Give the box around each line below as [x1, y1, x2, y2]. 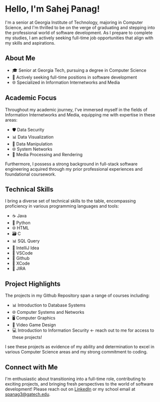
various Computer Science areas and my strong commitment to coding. [5, 349, 148, 355]
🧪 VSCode [12, 250, 33, 256]
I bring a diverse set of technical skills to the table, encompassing [5, 198, 136, 204]
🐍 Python [12, 220, 31, 226]
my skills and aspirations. [5, 40, 56, 46]
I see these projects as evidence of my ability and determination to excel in [5, 344, 155, 350]
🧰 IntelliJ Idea [12, 245, 40, 251]
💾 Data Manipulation [12, 141, 53, 146]
